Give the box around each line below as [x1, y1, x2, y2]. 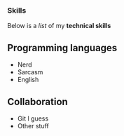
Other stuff [17, 121, 49, 130]
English [17, 76, 39, 84]
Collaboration [7, 95, 68, 107]
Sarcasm [17, 68, 43, 76]
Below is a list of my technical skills [7, 22, 111, 30]
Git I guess [17, 114, 49, 123]
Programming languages [7, 41, 118, 54]
